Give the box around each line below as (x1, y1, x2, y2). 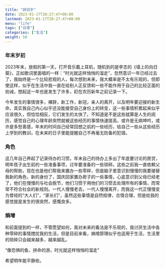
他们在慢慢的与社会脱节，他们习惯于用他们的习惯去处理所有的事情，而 (13, 180, 156, 186)
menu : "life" (5, 21, 32, 26)
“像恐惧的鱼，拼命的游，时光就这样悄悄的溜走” (5, 247, 100, 253)
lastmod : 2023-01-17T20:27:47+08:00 (5, 16, 80, 21)
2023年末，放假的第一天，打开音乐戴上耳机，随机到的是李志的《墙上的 (5, 64, 149, 70)
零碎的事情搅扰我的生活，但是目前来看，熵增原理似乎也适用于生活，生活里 (9, 230, 160, 236)
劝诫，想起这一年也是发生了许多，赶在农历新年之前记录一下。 (5, 89, 130, 95)
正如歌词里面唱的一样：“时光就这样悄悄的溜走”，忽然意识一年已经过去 (15, 70, 158, 76)
